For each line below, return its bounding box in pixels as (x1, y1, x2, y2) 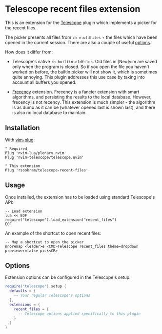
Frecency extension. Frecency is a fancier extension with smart (12, 89, 140, 95)
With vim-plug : (5, 137, 35, 143)
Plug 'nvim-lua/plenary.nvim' (5, 150, 67, 155)
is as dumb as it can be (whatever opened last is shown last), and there (12, 104, 155, 110)
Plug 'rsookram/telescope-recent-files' (5, 167, 89, 172)
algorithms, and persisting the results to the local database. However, (12, 94, 152, 100)
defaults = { (9, 288, 36, 293)
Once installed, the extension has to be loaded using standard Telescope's (5, 194, 155, 200)
